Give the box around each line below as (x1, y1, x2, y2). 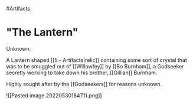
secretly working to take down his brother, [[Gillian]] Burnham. (6, 69, 158, 76)
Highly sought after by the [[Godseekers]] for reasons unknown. (6, 80, 162, 87)
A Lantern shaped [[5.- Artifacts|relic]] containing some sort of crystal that (6, 56, 188, 64)
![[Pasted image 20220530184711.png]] (6, 91, 102, 99)
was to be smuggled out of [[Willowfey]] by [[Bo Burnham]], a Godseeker (6, 63, 184, 70)
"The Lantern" (6, 26, 78, 39)
